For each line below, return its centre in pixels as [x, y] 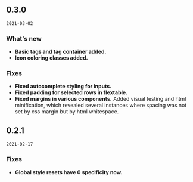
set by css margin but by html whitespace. [67, 112]
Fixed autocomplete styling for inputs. [63, 87]
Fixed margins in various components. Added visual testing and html [100, 99]
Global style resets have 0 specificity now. [69, 172]
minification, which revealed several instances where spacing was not [101, 105]
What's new [24, 38]
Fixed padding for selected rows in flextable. [71, 92]
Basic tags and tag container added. [60, 52]
